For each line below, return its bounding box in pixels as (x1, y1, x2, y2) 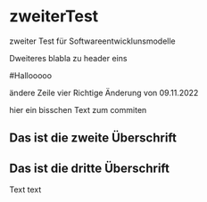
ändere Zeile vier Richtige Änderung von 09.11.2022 (9, 87, 199, 98)
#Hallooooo (9, 69, 52, 81)
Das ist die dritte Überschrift (9, 160, 170, 175)
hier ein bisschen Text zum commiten (9, 104, 147, 115)
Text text (9, 184, 42, 195)
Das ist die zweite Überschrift (9, 131, 177, 146)
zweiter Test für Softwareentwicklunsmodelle (9, 36, 176, 46)
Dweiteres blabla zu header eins (9, 53, 128, 63)
